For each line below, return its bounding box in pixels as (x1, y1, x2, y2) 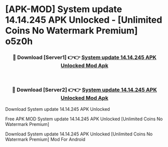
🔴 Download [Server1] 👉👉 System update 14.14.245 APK (12, 54, 157, 61)
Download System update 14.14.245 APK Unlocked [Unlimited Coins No (5, 131, 153, 137)
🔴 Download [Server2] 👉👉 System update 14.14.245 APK (12, 87, 157, 94)
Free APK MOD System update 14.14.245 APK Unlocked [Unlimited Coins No (5, 116, 163, 122)
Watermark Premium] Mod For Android (5, 136, 86, 142)
